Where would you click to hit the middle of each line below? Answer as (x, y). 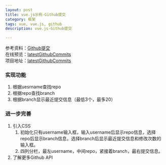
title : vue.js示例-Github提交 (35, 15)
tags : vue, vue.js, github (34, 24)
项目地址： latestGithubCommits (38, 61)
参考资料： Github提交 (28, 48)
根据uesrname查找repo (37, 87)
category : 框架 (20, 19)
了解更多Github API (33, 157)
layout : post (19, 10)
